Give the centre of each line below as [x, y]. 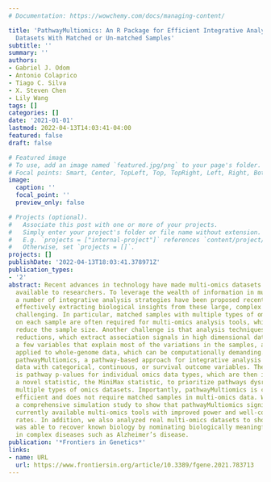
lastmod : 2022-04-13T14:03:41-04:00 [70, 128]
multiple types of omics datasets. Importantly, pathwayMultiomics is [137, 390]
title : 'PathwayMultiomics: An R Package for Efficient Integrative [126, 30]
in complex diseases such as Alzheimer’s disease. [102, 435]
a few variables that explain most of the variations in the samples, [137, 345]
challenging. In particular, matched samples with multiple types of [135, 315]
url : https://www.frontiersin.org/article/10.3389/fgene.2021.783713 [135, 465]
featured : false [35, 136]
